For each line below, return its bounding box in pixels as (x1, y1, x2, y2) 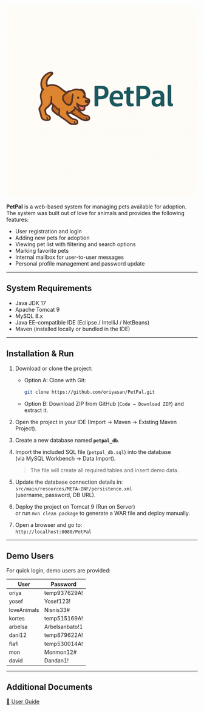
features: (6, 216, 29, 223)
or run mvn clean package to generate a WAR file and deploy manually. (15, 509, 190, 517)
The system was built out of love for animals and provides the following (6, 210, 185, 216)
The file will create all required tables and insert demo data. (30, 466, 179, 473)
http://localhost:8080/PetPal (15, 529, 92, 535)
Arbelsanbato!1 (44, 623, 83, 631)
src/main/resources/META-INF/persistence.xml (15, 486, 132, 492)
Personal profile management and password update (15, 260, 145, 267)
